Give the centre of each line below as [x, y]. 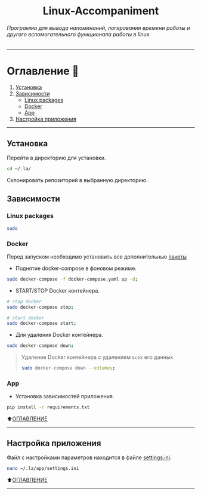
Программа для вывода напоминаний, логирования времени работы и [98, 27]
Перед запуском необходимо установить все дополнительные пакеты [97, 256]
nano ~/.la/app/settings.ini [43, 468]
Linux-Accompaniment [101, 11]
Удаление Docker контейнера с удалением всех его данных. [98, 357]
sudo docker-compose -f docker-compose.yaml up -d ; [72, 279]
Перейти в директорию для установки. [56, 158]
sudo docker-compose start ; [42, 324]
